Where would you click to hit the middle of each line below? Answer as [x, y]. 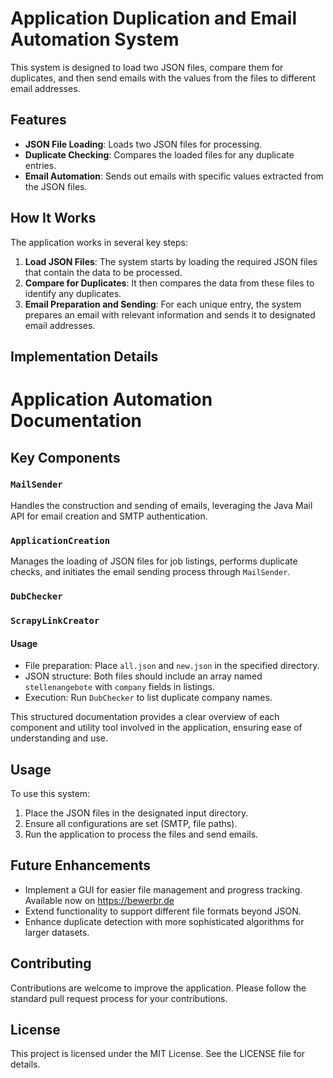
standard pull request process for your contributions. [119, 998]
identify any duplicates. [73, 293]
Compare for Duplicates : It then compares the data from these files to [169, 283]
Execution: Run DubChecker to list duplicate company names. [148, 698]
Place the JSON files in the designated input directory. [136, 813]
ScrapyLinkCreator [55, 620]
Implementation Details [84, 356]
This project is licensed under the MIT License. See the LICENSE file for [158, 1054]
